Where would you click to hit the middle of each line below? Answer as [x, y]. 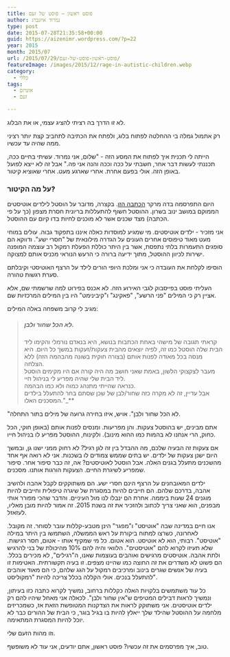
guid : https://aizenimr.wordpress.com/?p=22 [72, 39]
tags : [15, 84]
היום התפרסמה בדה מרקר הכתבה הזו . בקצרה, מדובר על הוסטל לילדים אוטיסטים [111, 204]
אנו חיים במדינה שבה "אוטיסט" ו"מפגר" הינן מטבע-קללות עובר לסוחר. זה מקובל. [111, 526]
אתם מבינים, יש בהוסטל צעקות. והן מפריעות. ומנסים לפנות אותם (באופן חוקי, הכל [112, 427]
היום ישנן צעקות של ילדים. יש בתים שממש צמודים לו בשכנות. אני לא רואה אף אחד [112, 455]
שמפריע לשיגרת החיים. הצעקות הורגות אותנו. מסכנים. [76, 470]
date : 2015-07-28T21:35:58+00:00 [55, 33]
